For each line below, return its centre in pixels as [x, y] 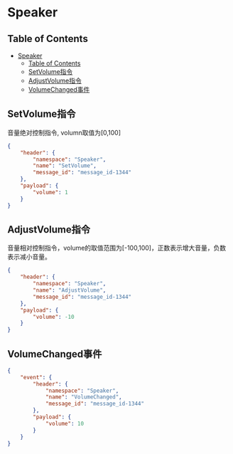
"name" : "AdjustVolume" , [70, 290]
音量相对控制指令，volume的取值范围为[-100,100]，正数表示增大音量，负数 [116, 248]
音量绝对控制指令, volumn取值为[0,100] [64, 132]
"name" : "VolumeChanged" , [83, 397]
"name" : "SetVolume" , [65, 166]
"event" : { [36, 377]
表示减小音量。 [29, 257]
